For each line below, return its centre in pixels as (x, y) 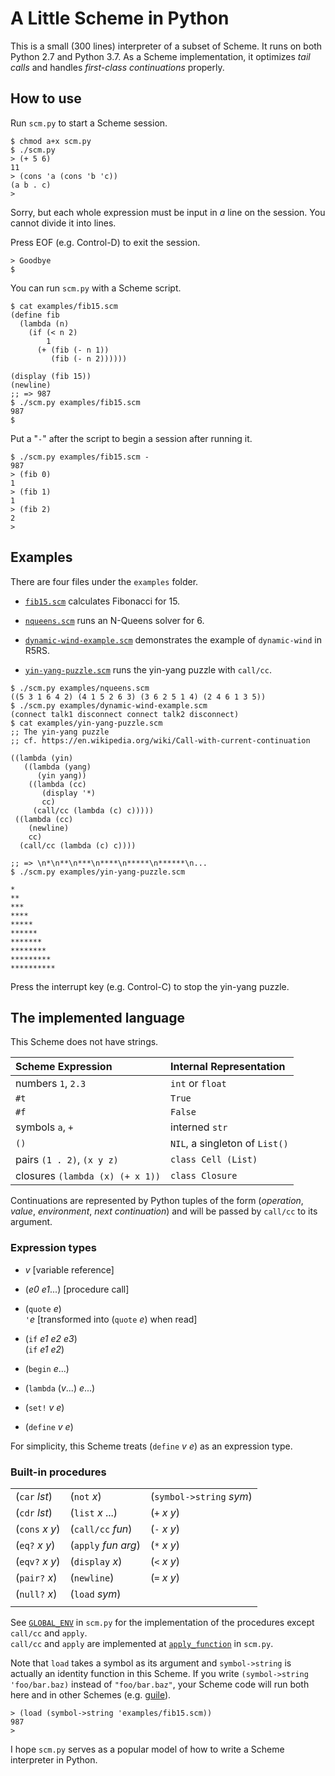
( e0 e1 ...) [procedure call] (77, 1289)
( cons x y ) (38, 1529)
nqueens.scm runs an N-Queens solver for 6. (114, 620)
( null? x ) (36, 1594)
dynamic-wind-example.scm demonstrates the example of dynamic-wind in (173, 639)
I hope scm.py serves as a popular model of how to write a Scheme (147, 1749)
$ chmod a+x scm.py (51, 141)
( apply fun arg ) (105, 1545)
